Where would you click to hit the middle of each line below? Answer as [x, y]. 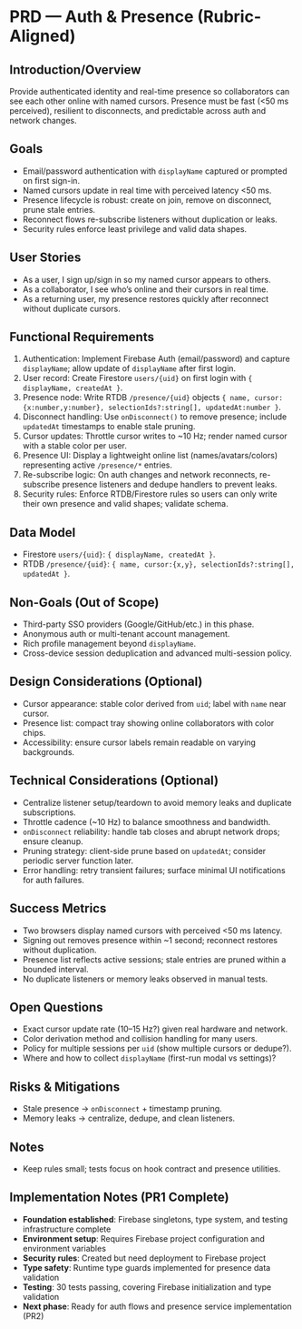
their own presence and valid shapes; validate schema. [125, 504]
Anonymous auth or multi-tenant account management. [126, 634]
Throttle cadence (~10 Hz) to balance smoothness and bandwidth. [146, 821]
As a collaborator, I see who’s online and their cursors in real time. [146, 289]
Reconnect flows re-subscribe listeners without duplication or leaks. [150, 219]
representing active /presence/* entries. [97, 465]
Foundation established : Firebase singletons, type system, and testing [155, 1219]
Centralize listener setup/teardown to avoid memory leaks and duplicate [157, 802]
